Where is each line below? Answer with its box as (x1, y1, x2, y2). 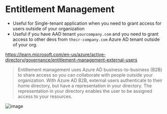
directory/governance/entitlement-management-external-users (5, 56, 138, 63)
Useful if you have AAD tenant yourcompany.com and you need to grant (12, 31, 159, 37)
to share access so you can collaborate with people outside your (17, 72, 153, 78)
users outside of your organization (12, 25, 85, 31)
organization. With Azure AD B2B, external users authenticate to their (17, 77, 163, 83)
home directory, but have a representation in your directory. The (17, 82, 152, 89)
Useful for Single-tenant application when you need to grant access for (12, 20, 161, 26)
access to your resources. (17, 93, 73, 99)
